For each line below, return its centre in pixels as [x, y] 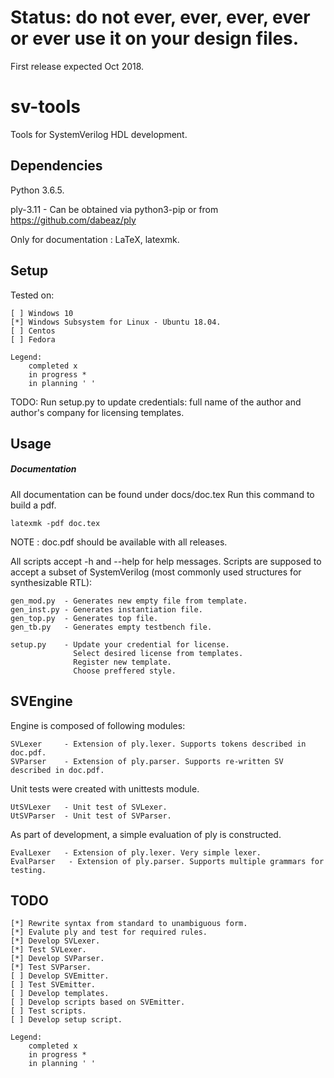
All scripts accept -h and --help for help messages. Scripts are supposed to [166, 561]
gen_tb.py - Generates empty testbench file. [111, 627]
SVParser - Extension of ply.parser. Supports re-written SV [147, 761]
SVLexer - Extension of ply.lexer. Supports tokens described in [158, 744]
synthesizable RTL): [51, 582]
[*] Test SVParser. [51, 967]
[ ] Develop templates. [60, 994]
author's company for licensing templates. [97, 412]
